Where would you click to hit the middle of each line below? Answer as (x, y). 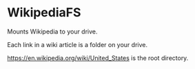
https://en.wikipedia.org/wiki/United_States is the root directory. (98, 58)
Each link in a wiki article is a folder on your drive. (78, 44)
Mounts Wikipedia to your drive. (52, 31)
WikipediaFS (44, 13)
